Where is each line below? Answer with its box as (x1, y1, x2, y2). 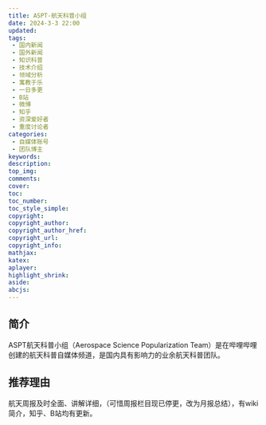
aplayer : (8, 264, 37, 272)
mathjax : (8, 249, 37, 257)
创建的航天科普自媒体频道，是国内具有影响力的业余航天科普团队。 (8, 350, 225, 360)
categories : (8, 130, 48, 138)
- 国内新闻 (11, 41, 44, 49)
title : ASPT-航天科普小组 (8, 11, 88, 20)
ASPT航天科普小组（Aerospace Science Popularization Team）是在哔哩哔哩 (8, 340, 257, 349)
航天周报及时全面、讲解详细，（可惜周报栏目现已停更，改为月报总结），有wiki (8, 398, 259, 407)
